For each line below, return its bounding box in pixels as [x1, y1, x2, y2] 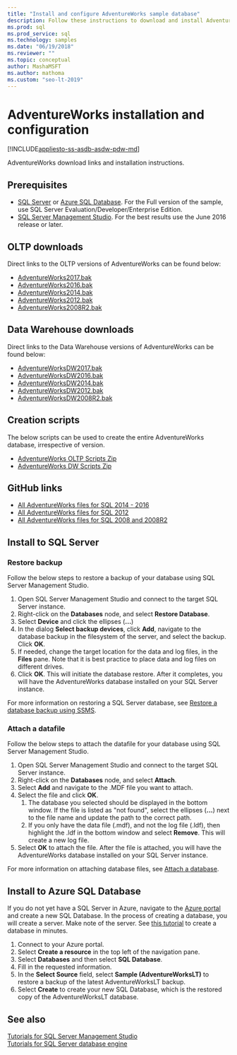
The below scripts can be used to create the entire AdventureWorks [7, 432, 205, 442]
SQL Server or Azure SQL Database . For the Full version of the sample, [17, 198, 224, 206]
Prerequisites [7, 179, 68, 191]
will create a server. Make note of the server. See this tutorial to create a [7, 919, 217, 928]
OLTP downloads [7, 241, 83, 253]
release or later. [17, 220, 63, 229]
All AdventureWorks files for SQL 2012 [17, 508, 129, 517]
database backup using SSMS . [7, 706, 97, 714]
